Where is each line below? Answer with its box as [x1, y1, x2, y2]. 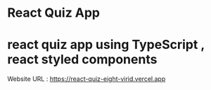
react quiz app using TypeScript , [7, 37, 205, 53]
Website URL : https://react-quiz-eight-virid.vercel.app [7, 75, 166, 83]
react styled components [7, 52, 158, 68]
